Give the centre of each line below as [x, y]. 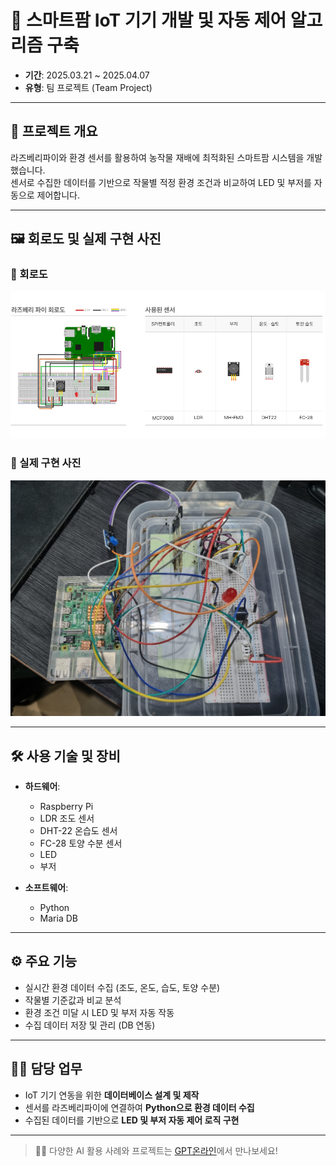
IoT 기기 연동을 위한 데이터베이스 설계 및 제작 [112, 1095]
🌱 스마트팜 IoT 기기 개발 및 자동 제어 [148, 20]
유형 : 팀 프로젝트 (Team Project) [88, 87]
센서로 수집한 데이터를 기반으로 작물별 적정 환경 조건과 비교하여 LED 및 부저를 [161, 182]
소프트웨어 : [46, 888]
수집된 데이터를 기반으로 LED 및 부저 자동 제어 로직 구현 [132, 1120]
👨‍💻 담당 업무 [46, 1069]
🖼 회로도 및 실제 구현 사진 [86, 239]
